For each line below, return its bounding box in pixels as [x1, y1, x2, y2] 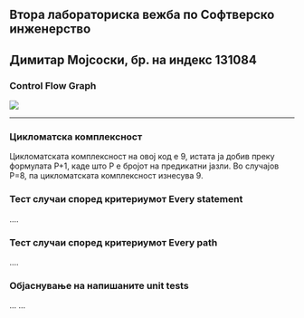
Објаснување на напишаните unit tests [9, 279, 189, 292]
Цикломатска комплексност [9, 130, 143, 143]
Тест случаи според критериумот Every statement [9, 193, 243, 206]
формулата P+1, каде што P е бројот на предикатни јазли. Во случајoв [9, 160, 280, 171]
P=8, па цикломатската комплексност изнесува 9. [9, 170, 204, 181]
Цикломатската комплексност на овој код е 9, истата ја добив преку [9, 151, 275, 162]
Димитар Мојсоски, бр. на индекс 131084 [9, 52, 258, 67]
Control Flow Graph [9, 79, 97, 92]
